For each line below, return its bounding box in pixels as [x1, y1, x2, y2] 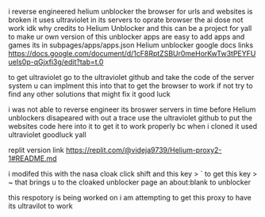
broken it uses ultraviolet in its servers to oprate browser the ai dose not [8, 15, 244, 25]
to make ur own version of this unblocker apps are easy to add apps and [8, 32, 245, 41]
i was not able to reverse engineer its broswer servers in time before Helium [8, 105, 256, 114]
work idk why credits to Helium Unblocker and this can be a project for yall [8, 24, 252, 32]
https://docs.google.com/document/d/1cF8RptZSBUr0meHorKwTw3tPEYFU [8, 49, 256, 58]
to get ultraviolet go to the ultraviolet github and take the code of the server [8, 73, 255, 82]
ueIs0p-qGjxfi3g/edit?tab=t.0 [8, 57, 104, 67]
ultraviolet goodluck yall [8, 130, 86, 139]
